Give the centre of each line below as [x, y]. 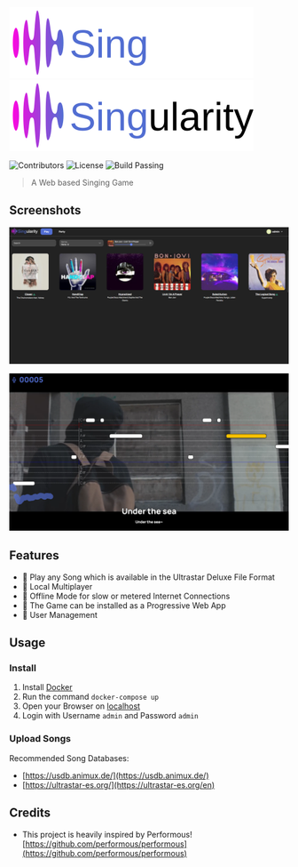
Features [34, 555]
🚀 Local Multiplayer [57, 586]
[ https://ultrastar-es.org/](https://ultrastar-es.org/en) [118, 784]
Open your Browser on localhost [81, 706]
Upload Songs [40, 739]
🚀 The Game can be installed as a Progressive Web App [124, 605]
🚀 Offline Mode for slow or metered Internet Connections [126, 596]
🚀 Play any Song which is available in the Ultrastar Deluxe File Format [148, 577]
